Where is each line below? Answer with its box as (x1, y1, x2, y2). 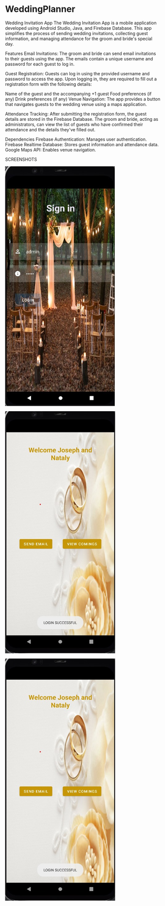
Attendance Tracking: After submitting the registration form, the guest (5, 110, 147, 117)
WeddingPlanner (5, 3, 75, 15)
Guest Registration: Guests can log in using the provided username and (5, 70, 150, 76)
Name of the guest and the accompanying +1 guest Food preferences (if (5, 91, 152, 97)
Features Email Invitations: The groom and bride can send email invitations (5, 51, 156, 56)
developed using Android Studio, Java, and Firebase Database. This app (5, 25, 152, 31)
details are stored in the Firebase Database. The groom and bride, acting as (5, 116, 159, 122)
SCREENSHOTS (5, 156, 37, 162)
